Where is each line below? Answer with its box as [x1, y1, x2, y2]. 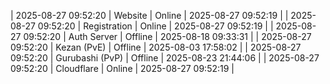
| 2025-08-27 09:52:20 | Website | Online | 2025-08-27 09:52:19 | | [10, 10, 289, 21]
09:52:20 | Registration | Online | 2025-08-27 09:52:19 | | [37, 20, 274, 32]
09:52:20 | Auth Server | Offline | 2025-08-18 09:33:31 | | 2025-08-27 [23, 31, 312, 42]
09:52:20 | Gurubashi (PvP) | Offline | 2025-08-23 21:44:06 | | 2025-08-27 [10, 52, 320, 64]
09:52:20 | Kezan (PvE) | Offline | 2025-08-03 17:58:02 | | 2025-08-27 [10, 41, 302, 53]
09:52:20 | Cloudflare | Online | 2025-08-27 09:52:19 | [10, 63, 235, 74]
